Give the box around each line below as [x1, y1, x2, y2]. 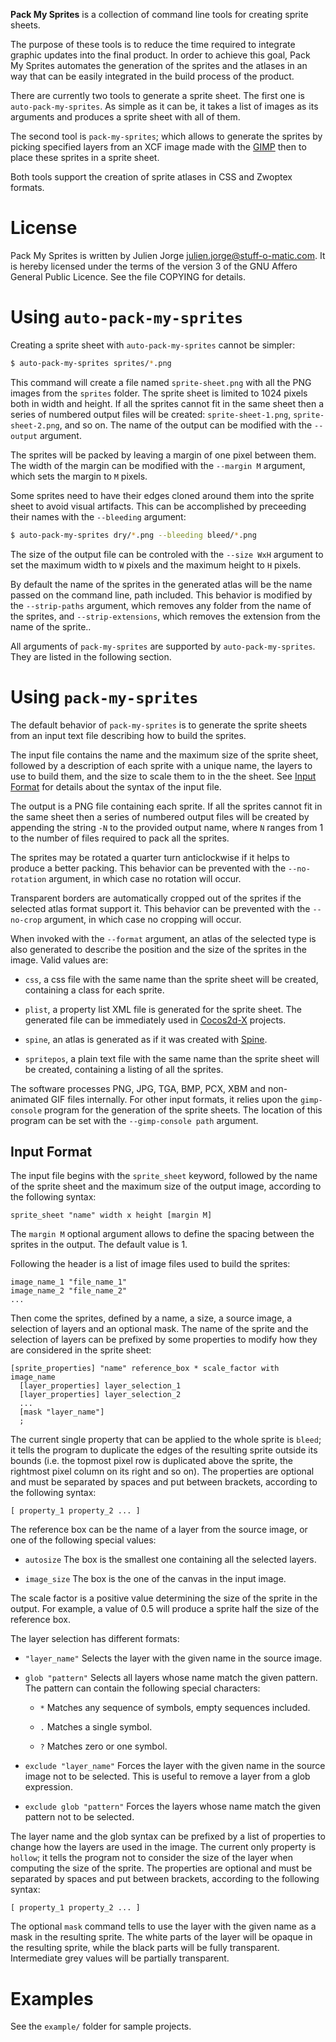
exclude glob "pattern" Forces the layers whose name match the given [24, 1800, 322, 1813]
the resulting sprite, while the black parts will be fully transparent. [10, 1942, 280, 1954]
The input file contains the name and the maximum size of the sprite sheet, [10, 749, 319, 761]
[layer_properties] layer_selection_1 [19, 1381, 182, 1391]
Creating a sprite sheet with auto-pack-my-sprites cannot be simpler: [10, 339, 296, 351]
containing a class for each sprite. [24, 984, 165, 996]
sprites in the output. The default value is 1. [10, 1239, 188, 1251]
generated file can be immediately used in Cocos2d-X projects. [24, 1014, 287, 1026]
